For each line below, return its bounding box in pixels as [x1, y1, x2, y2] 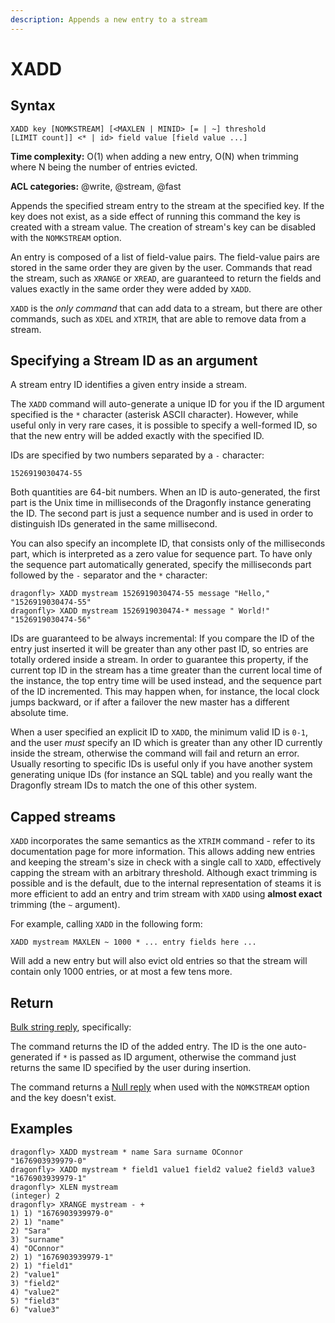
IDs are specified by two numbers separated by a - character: [10, 449, 265, 461]
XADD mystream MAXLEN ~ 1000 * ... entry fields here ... [10, 937, 257, 948]
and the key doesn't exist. [10, 1092, 117, 1104]
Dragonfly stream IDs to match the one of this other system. [10, 779, 258, 791]
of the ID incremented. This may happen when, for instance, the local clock [10, 686, 320, 698]
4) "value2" [10, 1287, 60, 1297]
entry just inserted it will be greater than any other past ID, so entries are [10, 643, 309, 655]
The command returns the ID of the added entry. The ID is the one [10, 1041, 283, 1053]
